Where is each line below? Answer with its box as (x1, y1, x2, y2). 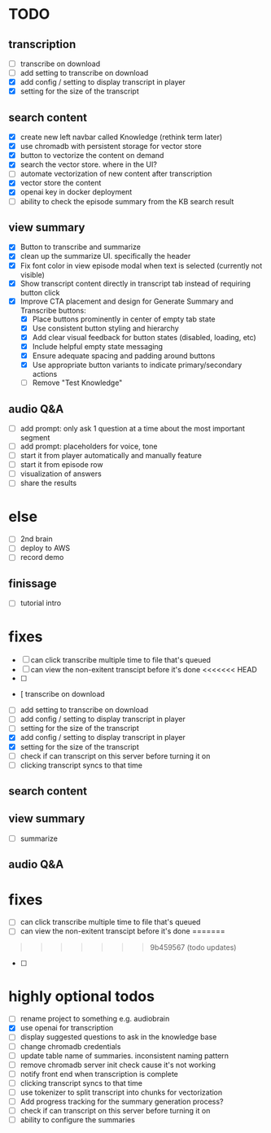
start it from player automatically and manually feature (20, 451, 202, 461)
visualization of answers (20, 469, 102, 479)
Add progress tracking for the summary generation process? (20, 1096, 224, 1106)
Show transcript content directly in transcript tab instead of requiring (20, 278, 251, 288)
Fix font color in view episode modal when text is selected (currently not (20, 260, 263, 270)
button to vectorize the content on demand (20, 151, 164, 160)
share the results (20, 478, 77, 488)
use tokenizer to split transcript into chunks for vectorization (20, 1087, 223, 1097)
